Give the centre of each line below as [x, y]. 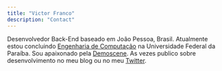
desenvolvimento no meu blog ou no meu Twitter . [77, 60]
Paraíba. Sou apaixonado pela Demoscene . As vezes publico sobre [102, 53]
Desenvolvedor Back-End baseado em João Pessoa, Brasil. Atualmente [108, 39]
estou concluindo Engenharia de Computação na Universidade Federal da [111, 46]
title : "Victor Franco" [41, 13]
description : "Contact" [41, 20]
